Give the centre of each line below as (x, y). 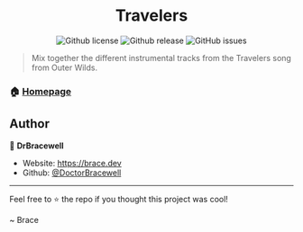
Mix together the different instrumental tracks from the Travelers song (161, 58)
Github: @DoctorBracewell (72, 173)
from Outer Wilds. (64, 67)
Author (29, 124)
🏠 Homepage (41, 91)
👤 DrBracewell (37, 146)
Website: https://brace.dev (72, 163)
